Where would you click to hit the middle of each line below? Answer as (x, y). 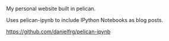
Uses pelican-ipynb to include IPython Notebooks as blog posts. (85, 20)
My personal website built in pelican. (51, 9)
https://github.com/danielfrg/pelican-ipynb (58, 31)
